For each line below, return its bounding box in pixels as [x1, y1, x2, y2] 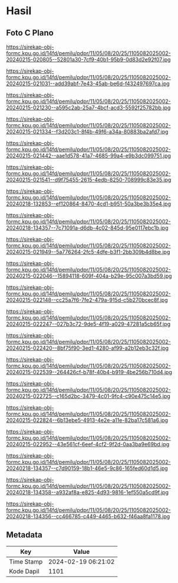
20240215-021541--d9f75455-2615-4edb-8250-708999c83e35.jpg [6, 176, 171, 183]
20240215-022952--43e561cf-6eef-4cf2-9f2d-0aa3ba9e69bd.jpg [6, 441, 170, 447]
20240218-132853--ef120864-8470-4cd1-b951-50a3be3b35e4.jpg [6, 200, 171, 207]
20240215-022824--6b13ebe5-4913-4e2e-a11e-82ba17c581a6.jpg [6, 417, 169, 424]
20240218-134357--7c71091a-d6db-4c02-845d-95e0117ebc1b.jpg [6, 224, 169, 231]
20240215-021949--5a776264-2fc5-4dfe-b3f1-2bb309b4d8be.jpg [6, 249, 170, 255]
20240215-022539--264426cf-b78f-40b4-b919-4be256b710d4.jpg [6, 369, 173, 375]
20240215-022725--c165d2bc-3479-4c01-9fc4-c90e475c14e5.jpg [6, 392, 170, 400]
